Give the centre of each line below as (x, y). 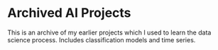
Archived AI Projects (69, 13)
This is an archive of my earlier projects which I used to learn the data (109, 32)
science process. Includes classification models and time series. (102, 39)
